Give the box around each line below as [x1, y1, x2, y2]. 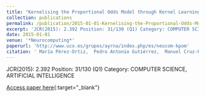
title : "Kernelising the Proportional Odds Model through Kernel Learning [6, 9, 201, 15]
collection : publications [6, 15, 72, 21]
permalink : [6, 20, 34, 26]
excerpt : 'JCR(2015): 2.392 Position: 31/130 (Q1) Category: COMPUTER [6, 26, 190, 32]
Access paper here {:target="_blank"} [6, 84, 100, 91]
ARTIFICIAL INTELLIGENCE [6, 71, 75, 79]
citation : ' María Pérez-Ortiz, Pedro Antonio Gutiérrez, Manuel [6, 49, 182, 55]
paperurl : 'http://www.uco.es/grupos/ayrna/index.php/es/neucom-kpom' [6, 43, 190, 49]
